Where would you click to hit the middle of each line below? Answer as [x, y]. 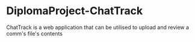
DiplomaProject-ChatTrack [75, 11]
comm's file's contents [35, 33]
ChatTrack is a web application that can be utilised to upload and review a [98, 27]
